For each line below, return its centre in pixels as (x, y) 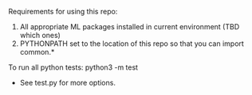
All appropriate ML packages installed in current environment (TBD (130, 27)
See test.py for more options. (67, 83)
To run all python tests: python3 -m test (73, 67)
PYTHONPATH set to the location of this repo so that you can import (132, 44)
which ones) (40, 35)
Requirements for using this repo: (63, 11)
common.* (37, 52)
